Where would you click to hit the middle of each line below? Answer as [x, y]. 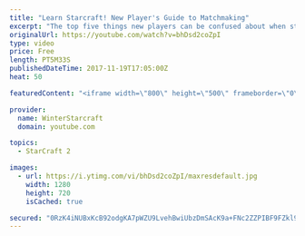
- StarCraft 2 [44, 152]
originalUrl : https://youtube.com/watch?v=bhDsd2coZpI [115, 34]
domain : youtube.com [56, 127]
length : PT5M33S [40, 60]
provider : [28, 110]
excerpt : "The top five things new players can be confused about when [148, 26]
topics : [24, 143]
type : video [32, 43]
